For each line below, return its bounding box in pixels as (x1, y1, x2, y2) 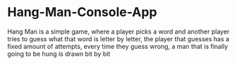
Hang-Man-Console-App (7, 4, 157, 20)
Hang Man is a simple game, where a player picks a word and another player (7, 27, 230, 36)
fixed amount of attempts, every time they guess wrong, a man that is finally (7, 42, 229, 50)
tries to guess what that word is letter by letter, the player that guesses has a (7, 34, 230, 43)
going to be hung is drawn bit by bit (7, 50, 111, 58)
